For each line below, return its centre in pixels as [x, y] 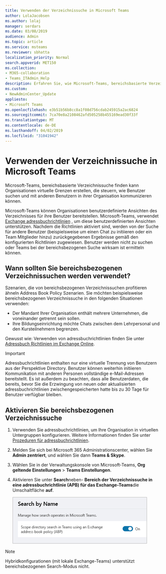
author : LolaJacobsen [27, 16]
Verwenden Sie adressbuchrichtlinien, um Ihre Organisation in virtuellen [85, 430]
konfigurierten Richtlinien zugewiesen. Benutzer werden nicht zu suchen [79, 242]
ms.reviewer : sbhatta [27, 52]
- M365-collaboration [27, 73]
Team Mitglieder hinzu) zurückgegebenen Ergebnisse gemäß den [72, 237]
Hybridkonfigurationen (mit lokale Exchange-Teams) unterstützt [70, 561]
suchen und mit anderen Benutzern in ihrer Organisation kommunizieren [79, 196]
